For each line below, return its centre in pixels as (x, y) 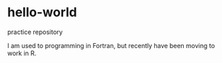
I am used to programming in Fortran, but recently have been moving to (111, 45)
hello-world (42, 12)
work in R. (22, 53)
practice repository (35, 32)
